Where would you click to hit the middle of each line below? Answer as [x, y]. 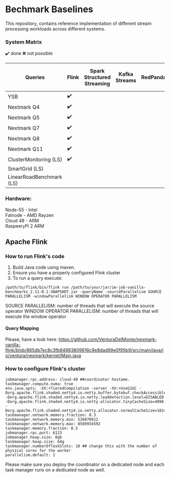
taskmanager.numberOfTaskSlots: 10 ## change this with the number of [81, 446]
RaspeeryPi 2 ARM [25, 226]
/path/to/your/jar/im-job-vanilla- [108, 288]
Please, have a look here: [31, 339]
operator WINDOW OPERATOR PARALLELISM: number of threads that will [82, 311]
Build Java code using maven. [44, 267]
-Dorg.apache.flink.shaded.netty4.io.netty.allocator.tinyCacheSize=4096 [85, 402]
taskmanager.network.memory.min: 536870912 [52, 419]
